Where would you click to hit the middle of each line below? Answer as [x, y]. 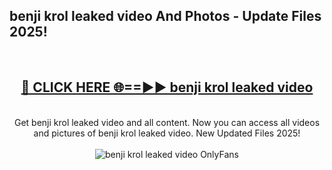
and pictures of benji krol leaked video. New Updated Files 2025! [167, 133]
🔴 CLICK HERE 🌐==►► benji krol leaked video [167, 87]
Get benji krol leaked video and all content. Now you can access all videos [167, 122]
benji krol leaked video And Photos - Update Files [165, 16]
